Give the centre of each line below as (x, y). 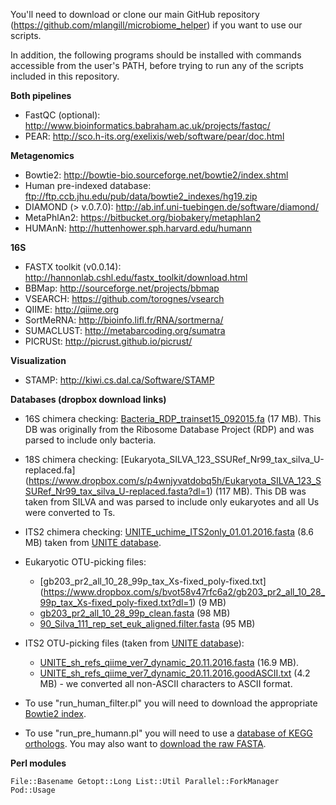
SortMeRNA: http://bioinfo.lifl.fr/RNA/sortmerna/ (124, 320)
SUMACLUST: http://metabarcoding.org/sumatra (125, 330)
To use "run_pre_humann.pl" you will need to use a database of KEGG (168, 733)
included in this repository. (65, 76)
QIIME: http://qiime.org (72, 309)
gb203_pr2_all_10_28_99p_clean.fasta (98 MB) (135, 613)
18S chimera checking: (71, 459)
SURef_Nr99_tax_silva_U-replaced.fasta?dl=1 (117, 491)
